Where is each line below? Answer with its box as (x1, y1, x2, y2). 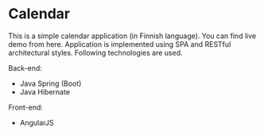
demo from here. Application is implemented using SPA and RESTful (8, 39, 231, 48)
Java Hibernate (19, 87, 70, 96)
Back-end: (8, 63, 42, 72)
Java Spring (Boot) (19, 79, 82, 88)
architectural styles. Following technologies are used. (8, 48, 183, 57)
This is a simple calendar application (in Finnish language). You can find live (8, 31, 257, 40)
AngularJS (19, 118, 54, 127)
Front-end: (8, 102, 44, 112)
